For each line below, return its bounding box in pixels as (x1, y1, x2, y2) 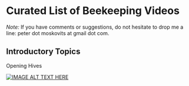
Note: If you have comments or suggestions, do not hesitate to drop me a (6, 23, 184, 30)
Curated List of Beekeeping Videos (6, 4, 180, 18)
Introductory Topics (6, 47, 81, 57)
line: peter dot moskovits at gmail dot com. (6, 29, 110, 36)
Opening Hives (6, 62, 42, 69)
